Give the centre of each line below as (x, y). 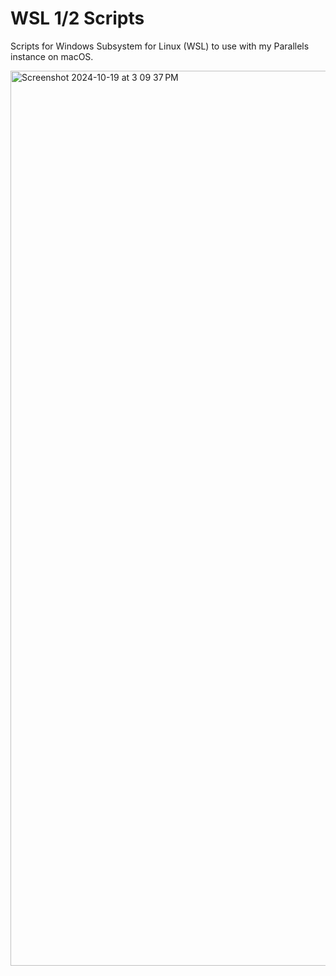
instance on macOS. (52, 56)
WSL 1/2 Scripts (77, 18)
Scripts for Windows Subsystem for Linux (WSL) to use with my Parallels (160, 46)
